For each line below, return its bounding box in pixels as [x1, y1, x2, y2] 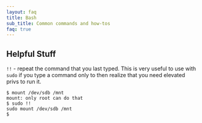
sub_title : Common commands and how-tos [6, 20, 111, 26]
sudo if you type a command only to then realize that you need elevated [6, 72, 186, 79]
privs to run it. [6, 78, 41, 86]
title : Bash [6, 15, 37, 21]
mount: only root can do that [6, 95, 84, 102]
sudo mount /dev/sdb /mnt [6, 106, 72, 112]
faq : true [6, 26, 32, 32]
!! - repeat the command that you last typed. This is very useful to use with [6, 65, 197, 72]
